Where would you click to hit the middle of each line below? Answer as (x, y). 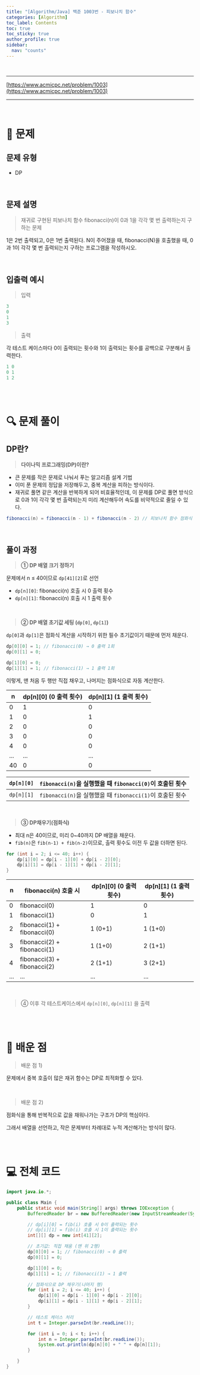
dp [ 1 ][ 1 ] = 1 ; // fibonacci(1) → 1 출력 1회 (60, 668)
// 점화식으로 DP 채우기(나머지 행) (65, 1284)
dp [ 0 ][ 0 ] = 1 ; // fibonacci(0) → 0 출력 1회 (60, 647)
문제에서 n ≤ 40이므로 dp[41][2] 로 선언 (53, 578)
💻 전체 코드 (33, 1172)
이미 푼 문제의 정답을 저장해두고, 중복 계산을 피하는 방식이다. (85, 484)
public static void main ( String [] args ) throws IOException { (96, 1208)
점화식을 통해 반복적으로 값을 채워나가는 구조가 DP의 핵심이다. (78, 1115)
